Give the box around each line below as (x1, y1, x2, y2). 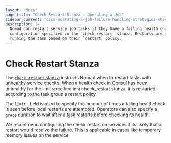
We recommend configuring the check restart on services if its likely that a (5, 121, 162, 127)
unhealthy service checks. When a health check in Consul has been (5, 80, 148, 86)
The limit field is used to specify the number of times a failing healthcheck (5, 100, 165, 107)
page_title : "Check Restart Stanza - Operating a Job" (5, 12, 124, 17)
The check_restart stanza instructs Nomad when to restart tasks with (5, 74, 151, 80)
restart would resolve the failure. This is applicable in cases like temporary (5, 127, 161, 133)
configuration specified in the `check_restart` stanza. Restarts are (10, 31, 163, 36)
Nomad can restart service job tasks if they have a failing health (10, 26, 158, 32)
